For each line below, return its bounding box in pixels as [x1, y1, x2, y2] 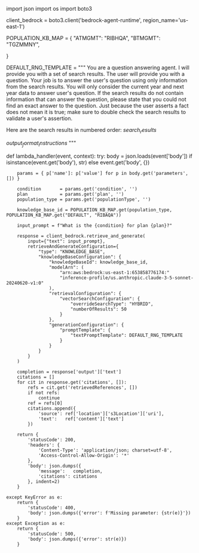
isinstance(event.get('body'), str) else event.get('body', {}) [6, 158, 150, 166]
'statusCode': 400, [27, 505, 76, 511]
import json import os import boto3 [6, 5, 93, 12]
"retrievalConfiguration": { [48, 290, 121, 296]
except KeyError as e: [6, 494, 63, 500]
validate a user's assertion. [6, 115, 73, 122]
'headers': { [27, 442, 60, 448]
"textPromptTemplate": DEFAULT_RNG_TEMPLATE [70, 332, 183, 338]
